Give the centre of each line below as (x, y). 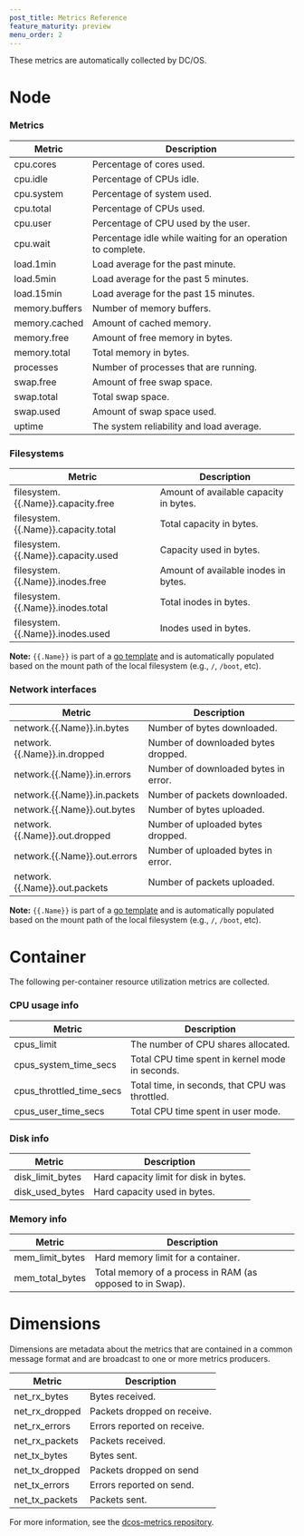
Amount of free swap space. (152, 382)
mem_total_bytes (50, 1278)
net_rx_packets (47, 1441)
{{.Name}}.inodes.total (61, 608)
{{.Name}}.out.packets (61, 888)
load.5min (35, 279)
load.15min (38, 293)
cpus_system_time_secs (65, 1064)
